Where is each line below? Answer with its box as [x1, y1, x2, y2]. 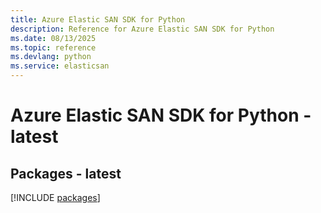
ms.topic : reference [10, 42, 97, 53]
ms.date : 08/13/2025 [10, 33, 97, 43]
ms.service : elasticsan [10, 61, 110, 71]
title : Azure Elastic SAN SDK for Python [10, 14, 186, 25]
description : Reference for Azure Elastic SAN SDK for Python [10, 24, 275, 34]
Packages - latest [10, 165, 122, 182]
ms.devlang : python [10, 52, 92, 62]
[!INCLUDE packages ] [10, 192, 101, 203]
